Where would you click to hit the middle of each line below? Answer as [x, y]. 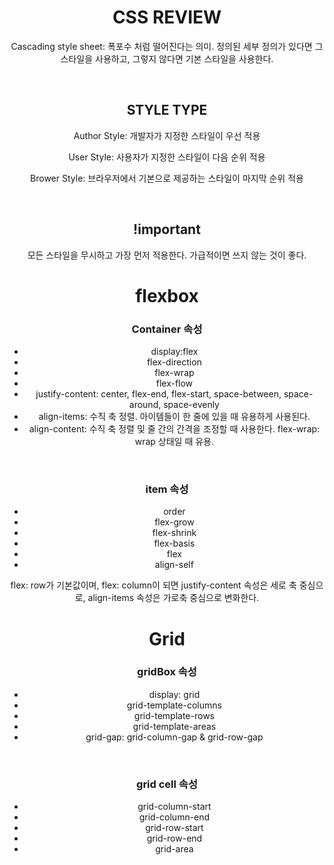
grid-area [174, 849]
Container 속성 [167, 329]
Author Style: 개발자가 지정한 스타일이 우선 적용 [167, 135]
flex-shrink [174, 533]
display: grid [174, 694]
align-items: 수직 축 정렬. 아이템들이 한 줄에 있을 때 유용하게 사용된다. [174, 417]
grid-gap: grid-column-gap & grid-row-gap [174, 737]
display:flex [174, 352]
